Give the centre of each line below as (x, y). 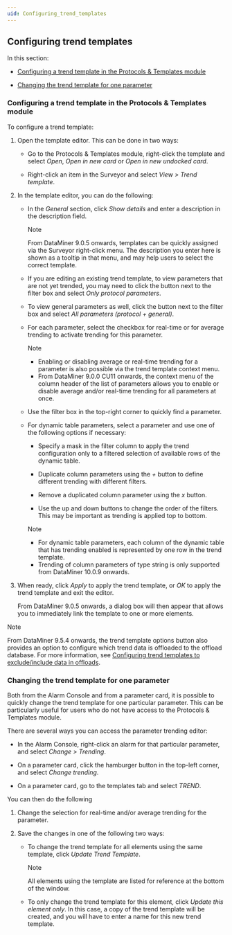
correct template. (52, 265)
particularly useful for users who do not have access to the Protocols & (108, 710)
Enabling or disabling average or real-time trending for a (118, 362)
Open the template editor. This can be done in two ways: (98, 140)
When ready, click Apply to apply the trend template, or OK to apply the (119, 585)
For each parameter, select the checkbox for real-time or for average (126, 327)
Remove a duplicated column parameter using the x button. (123, 495)
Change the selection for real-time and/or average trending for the (112, 813)
